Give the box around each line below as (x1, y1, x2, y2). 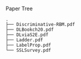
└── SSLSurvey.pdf (5, 47, 51, 53)
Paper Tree (5, 5, 33, 12)
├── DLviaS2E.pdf (5, 32, 49, 38)
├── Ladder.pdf (5, 37, 43, 43)
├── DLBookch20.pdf (5, 27, 54, 32)
